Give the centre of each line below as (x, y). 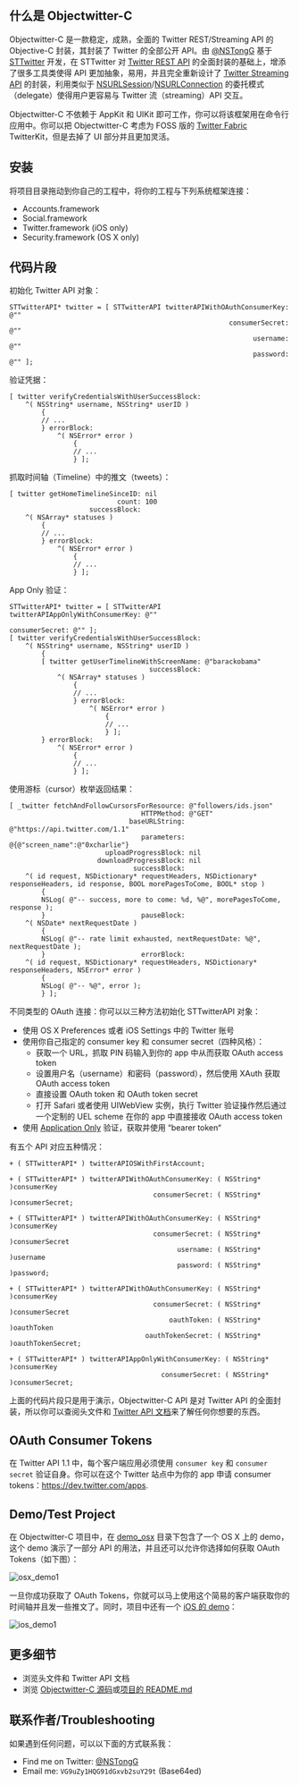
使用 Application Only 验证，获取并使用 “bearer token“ (121, 1128)
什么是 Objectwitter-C (71, 16)
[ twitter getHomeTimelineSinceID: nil (83, 495)
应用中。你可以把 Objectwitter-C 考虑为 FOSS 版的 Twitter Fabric (129, 125)
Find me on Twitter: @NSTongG (80, 1761)
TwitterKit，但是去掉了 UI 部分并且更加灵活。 (92, 136)
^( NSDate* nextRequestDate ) (82, 924)
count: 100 (137, 502)
